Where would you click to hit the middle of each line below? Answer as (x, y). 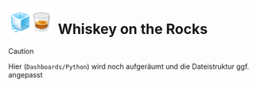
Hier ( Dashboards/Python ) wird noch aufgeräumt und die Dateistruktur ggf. (129, 66)
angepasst (25, 74)
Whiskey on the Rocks (133, 29)
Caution (21, 51)
